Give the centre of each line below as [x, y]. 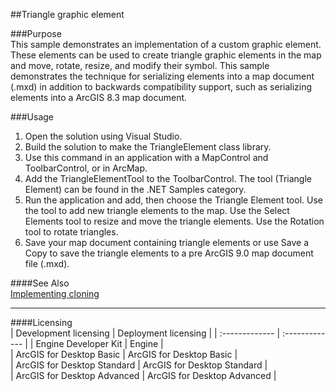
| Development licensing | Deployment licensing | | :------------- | [145, 333]
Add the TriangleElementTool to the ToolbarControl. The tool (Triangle [168, 178]
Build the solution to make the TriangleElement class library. [148, 147]
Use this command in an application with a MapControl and [146, 157]
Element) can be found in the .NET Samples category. [135, 189]
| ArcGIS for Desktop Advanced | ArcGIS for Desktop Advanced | [143, 375]
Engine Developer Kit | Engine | [99, 343]
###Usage [32, 117]
